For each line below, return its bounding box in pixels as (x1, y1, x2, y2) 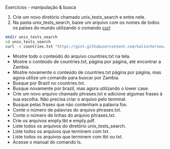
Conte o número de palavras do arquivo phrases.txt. (12, 107, 121, 113)
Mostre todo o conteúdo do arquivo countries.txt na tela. (12, 53, 131, 59)
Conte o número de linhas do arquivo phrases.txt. (12, 112, 116, 118)
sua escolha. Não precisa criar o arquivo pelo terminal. (12, 96, 126, 102)
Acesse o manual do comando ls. (12, 139, 82, 145)
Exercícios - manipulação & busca (5, 5, 76, 10)
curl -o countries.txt (5, 44, 53, 49)
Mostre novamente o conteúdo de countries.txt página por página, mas (12, 69, 161, 75)
